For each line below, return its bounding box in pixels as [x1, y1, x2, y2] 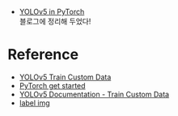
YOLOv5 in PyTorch [19, 7, 85, 16]
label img [19, 97, 50, 108]
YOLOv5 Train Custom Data [19, 72, 112, 82]
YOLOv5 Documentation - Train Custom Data [19, 89, 170, 99]
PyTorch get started [19, 80, 86, 90]
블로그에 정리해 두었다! [19, 16, 91, 26]
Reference [7, 45, 78, 64]
